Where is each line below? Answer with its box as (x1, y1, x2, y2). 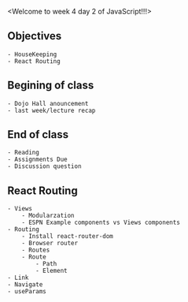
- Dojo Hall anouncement (7, 99, 89, 107)
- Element (35, 267, 68, 275)
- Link (7, 274, 29, 282)
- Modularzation (21, 212, 76, 220)
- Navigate (7, 281, 43, 289)
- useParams (7, 288, 46, 296)
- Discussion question (7, 162, 82, 170)
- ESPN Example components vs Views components (21, 218, 180, 227)
